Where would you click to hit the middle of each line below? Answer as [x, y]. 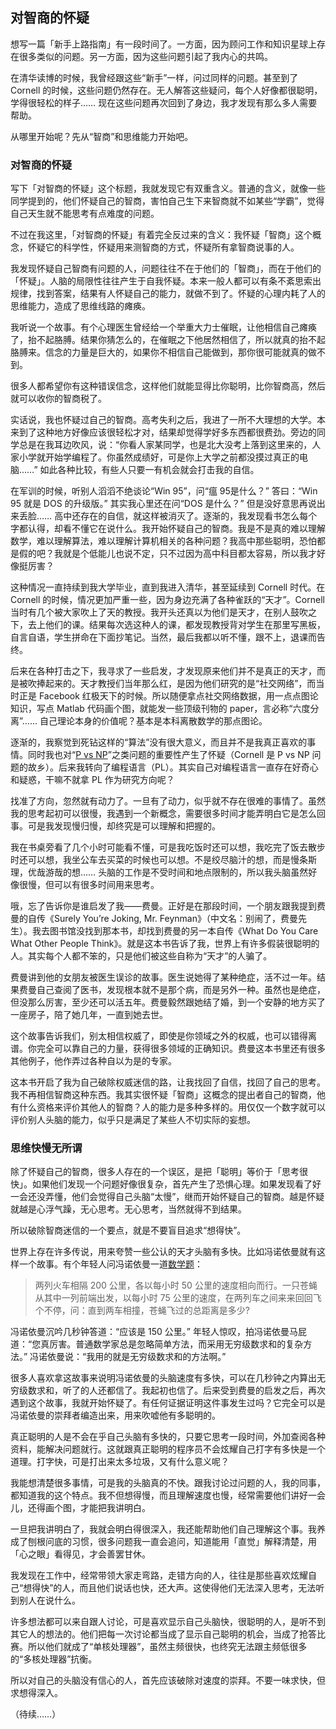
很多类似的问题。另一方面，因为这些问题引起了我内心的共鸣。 [145, 56]
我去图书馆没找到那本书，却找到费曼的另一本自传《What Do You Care [175, 931]
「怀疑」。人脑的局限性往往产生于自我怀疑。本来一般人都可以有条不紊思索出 [166, 281]
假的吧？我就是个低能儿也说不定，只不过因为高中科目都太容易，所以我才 [167, 554]
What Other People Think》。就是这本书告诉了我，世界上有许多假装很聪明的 [165, 944]
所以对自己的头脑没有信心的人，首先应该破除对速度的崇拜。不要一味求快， [163, 1680]
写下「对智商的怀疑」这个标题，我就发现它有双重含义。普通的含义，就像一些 [168, 189]
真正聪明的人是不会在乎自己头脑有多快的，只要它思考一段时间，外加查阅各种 [168, 1437]
